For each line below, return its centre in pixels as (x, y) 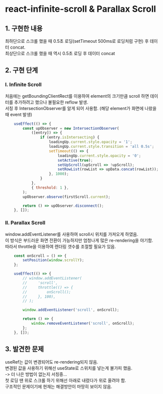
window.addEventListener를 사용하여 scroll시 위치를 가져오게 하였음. (72, 234)
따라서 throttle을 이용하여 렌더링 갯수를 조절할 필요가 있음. (60, 246)
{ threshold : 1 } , (50, 188)
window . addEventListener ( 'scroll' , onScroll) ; (71, 310)
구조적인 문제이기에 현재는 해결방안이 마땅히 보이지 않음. (59, 386)
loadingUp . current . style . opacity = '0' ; (99, 156)
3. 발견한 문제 (24, 349)
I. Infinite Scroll (23, 84)
